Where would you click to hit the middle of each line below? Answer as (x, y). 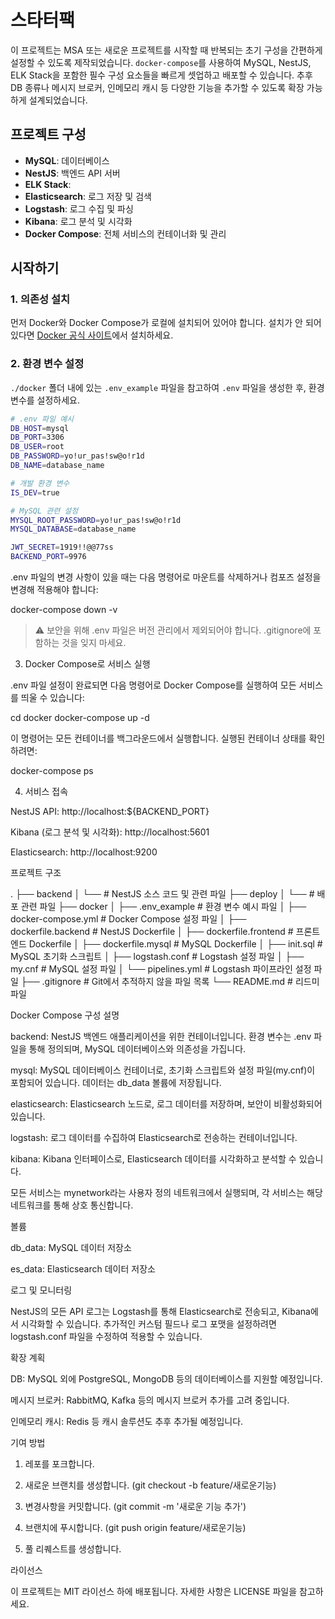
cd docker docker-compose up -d (80, 718)
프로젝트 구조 (36, 873)
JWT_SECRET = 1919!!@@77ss (62, 547)
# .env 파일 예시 (42, 419)
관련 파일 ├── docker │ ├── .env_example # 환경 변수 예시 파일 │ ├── (163, 907)
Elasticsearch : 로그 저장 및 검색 (88, 196)
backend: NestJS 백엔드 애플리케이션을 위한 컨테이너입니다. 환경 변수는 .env (161, 1037)
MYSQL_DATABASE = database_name (73, 529)
